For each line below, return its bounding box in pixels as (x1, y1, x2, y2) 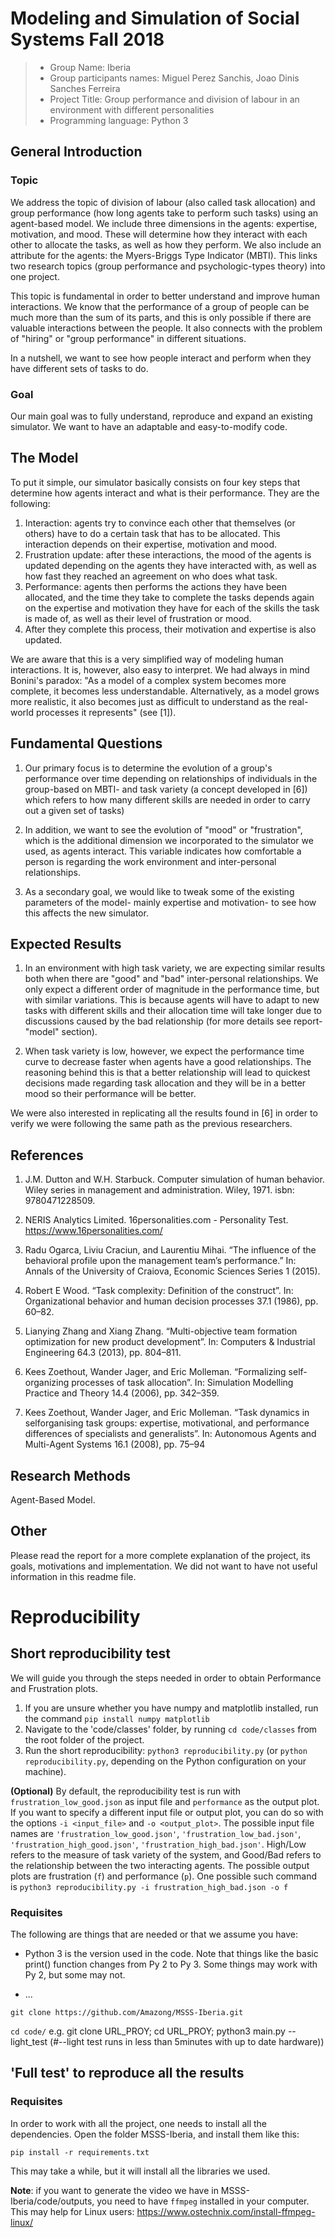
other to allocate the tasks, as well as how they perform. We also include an (10, 238, 322, 251)
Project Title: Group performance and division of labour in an (49, 93, 300, 105)
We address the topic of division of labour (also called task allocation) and (10, 196, 316, 208)
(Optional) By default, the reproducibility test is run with (10, 1785, 241, 1797)
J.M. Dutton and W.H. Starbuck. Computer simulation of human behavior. (24, 1173, 325, 1186)
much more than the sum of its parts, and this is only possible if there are (10, 311, 312, 323)
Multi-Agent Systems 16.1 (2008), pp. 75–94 (24, 1438, 206, 1451)
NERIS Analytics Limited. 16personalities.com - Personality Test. (24, 1214, 289, 1226)
